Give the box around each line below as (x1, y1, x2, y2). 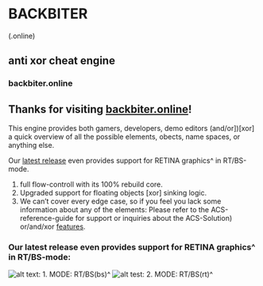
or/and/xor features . (19, 222, 86, 231)
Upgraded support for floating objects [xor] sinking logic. (19, 188, 207, 198)
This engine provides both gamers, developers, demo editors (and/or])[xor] (8, 124, 255, 133)
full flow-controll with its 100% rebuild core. (19, 180, 163, 189)
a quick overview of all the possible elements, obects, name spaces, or (8, 132, 241, 141)
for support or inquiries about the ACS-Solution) (75, 214, 233, 223)
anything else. (8, 141, 55, 150)
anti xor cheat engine (8, 54, 115, 68)
